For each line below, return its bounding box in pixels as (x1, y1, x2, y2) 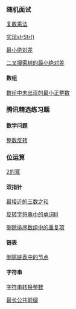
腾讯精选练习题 (6, 105, 50, 114)
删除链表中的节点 (6, 254, 49, 261)
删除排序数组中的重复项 (6, 224, 65, 231)
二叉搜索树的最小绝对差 (6, 59, 65, 66)
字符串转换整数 (6, 283, 43, 290)
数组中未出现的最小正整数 (6, 89, 70, 96)
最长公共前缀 (6, 296, 38, 304)
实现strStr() (6, 33, 35, 41)
